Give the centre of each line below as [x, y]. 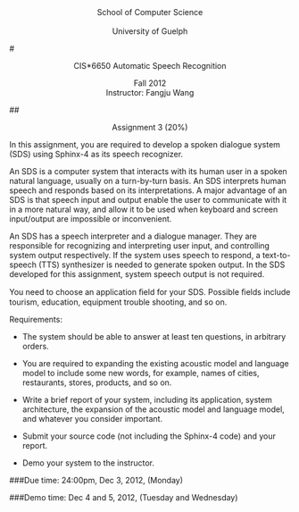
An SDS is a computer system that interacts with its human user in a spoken [148, 171]
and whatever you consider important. [92, 419]
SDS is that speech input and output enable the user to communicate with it [148, 200]
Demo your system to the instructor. [88, 463]
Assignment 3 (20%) [150, 127]
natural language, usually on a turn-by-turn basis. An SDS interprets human [148, 181]
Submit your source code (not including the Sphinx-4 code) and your [149, 436]
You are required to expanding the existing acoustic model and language [156, 363]
